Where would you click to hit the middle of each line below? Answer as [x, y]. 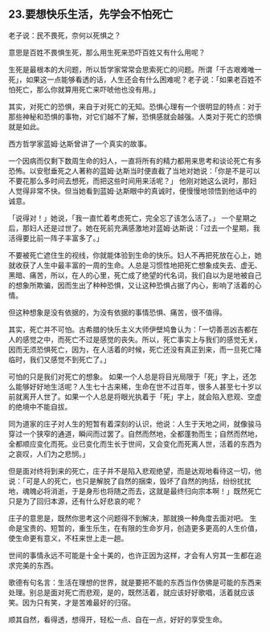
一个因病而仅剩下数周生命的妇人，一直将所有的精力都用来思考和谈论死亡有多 [135, 161]
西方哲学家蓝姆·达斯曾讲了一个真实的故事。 [80, 144]
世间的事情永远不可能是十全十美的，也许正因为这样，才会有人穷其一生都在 [131, 555]
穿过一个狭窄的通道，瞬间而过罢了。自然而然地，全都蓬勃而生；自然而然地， [135, 434]
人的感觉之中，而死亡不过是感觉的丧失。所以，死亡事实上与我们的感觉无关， [135, 339]
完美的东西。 [36, 565]
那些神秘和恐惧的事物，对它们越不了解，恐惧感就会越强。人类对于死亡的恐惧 [135, 116]
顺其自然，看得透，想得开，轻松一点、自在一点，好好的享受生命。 [117, 619]
